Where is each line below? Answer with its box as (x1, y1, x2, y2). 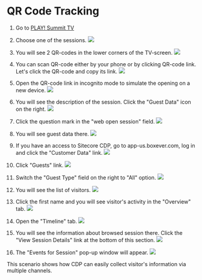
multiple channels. (7, 267, 52, 274)
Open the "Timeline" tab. (15, 217, 78, 225)
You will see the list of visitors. (15, 186, 91, 193)
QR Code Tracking (7, 4, 100, 18)
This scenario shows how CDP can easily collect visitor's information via (7, 260, 186, 267)
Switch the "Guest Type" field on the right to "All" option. (15, 173, 156, 181)
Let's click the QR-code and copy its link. (15, 67, 118, 75)
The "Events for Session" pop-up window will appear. (15, 249, 148, 256)
